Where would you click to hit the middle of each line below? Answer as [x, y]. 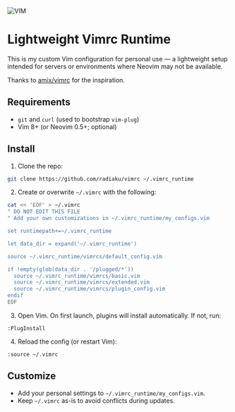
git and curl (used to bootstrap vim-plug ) [78, 119]
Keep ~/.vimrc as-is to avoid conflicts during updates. [96, 400]
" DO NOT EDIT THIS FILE [44, 212]
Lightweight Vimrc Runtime [89, 40]
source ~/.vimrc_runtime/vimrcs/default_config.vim [85, 256]
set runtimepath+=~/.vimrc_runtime [60, 231]
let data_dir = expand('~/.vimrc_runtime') [72, 243]
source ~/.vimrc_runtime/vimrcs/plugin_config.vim [90, 289]
